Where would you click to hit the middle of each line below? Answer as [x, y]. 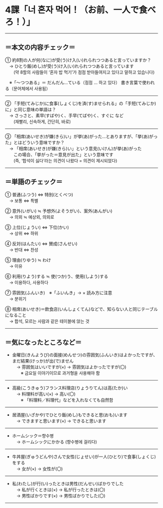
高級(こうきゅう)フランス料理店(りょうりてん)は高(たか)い [70, 388]
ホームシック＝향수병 [33, 436]
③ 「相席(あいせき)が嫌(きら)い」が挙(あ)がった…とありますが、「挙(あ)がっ [81, 136]
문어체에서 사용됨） [32, 88]
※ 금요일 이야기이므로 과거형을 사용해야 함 [60, 373]
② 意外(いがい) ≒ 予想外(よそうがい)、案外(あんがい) [59, 211]
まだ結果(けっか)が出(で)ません [43, 361]
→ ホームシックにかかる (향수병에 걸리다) [57, 442]
